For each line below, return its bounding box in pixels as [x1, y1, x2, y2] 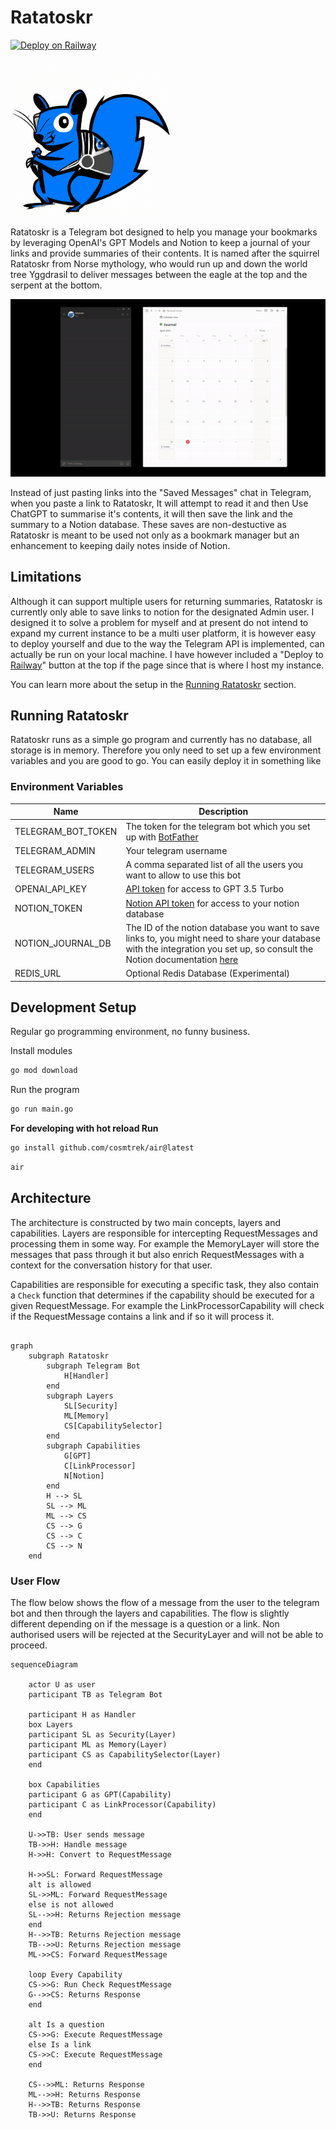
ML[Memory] [63, 1411, 110, 1421]
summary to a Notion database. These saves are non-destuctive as [10, 518, 287, 530]
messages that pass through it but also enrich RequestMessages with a [10, 1248, 305, 1260]
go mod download [10, 1066, 78, 1076]
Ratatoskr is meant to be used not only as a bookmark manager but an [10, 529, 300, 541]
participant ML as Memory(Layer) [28, 1739, 168, 1750]
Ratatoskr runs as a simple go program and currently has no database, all [10, 734, 312, 746]
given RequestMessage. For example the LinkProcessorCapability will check [10, 1299, 325, 1311]
